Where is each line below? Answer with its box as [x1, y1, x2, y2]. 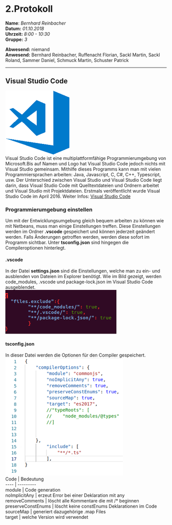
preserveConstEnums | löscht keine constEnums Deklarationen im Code [5, 503, 157, 510]
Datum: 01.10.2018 [5, 25, 45, 31]
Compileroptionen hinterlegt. [5, 245, 66, 251]
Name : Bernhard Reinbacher [5, 20, 66, 26]
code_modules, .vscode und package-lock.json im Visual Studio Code [5, 279, 153, 285]
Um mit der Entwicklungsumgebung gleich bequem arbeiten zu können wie [5, 218, 164, 224]
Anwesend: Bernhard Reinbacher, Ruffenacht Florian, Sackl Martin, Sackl [5, 52, 160, 58]
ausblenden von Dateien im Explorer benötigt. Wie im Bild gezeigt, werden [5, 274, 162, 280]
